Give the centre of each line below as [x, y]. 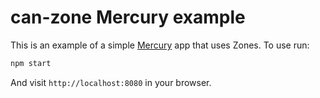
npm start [31, 63]
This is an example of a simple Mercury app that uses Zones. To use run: [160, 45]
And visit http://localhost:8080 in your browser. [111, 82]
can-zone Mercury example [128, 17]
